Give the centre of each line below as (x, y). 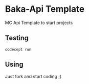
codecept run (18, 49)
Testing (17, 38)
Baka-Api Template (45, 9)
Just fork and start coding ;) (33, 76)
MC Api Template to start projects (39, 23)
